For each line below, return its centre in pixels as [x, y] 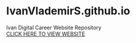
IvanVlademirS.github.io [68, 11]
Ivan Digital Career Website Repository [54, 27]
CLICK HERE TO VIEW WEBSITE [46, 33]
